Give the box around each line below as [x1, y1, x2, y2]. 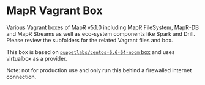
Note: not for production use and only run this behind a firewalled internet [6, 66, 192, 73]
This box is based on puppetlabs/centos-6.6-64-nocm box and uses [6, 48, 175, 55]
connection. [6, 73, 37, 80]
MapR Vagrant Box [6, 4, 103, 18]
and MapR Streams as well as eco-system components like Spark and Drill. [6, 30, 196, 37]
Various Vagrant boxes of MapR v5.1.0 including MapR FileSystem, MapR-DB [6, 24, 199, 31]
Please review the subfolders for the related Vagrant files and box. [6, 36, 173, 44]
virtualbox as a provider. [6, 55, 67, 62]
